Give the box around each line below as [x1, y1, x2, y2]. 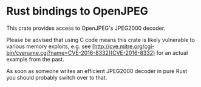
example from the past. [6, 55, 65, 63]
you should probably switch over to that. [6, 74, 107, 81]
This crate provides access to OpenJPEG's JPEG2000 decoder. [6, 24, 166, 32]
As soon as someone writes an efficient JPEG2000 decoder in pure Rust [6, 67, 188, 74]
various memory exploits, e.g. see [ [6, 43, 95, 50]
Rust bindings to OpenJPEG [6, 4, 149, 18]
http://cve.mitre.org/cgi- [94, 43, 155, 50]
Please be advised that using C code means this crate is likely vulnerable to [6, 36, 196, 43]
